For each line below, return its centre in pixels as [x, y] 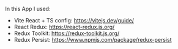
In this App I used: [28, 9]
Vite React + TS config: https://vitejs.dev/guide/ [74, 20]
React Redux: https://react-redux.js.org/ [64, 27]
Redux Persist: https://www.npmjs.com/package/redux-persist [93, 40]
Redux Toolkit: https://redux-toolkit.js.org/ [67, 33]
